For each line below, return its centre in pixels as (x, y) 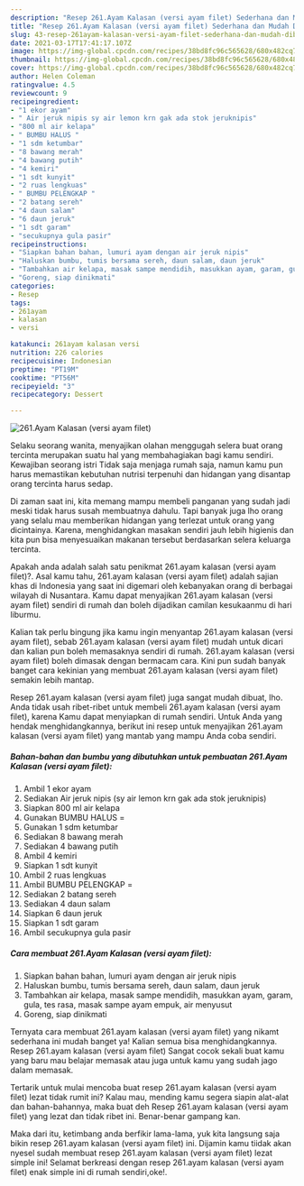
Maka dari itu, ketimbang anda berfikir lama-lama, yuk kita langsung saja (145, 1134)
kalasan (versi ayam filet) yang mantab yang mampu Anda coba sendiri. (143, 736)
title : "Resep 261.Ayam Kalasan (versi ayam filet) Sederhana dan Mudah (150, 26)
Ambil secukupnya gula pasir (77, 933)
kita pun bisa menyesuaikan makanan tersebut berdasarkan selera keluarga (151, 540)
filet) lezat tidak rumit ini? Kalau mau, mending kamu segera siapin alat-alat (150, 1098)
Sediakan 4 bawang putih (71, 846)
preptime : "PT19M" (45, 369)
